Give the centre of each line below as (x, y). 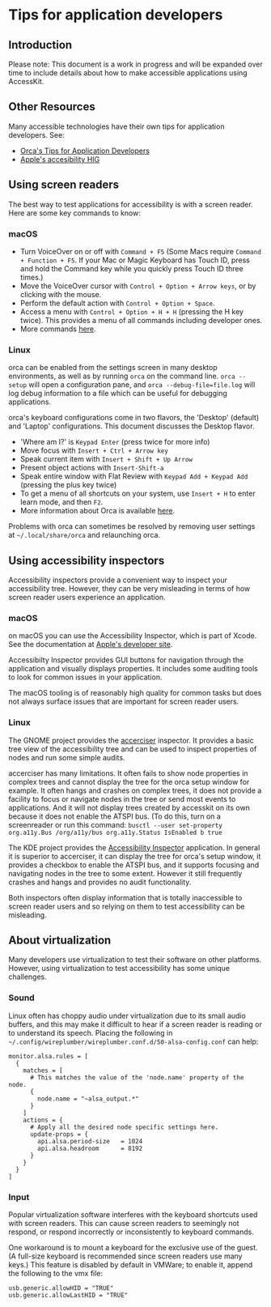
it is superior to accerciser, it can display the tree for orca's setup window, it (135, 856)
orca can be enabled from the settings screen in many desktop (113, 368)
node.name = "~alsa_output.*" (88, 1099)
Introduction (40, 45)
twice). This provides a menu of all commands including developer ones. (141, 320)
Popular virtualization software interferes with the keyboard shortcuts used (133, 1215)
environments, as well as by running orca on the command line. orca (122, 376)
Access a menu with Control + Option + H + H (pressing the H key (132, 311)
